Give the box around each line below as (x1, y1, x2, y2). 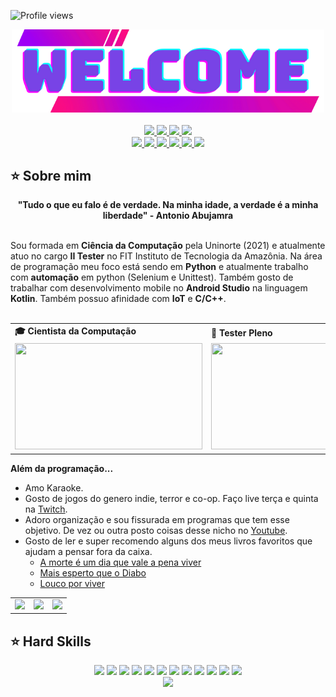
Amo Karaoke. (24, 481, 84, 494)
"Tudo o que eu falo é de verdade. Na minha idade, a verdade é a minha (17, 199, 319, 211)
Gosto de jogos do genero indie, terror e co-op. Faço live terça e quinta (24, 492, 319, 504)
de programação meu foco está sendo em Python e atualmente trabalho (10, 261, 309, 273)
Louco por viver (39, 577, 105, 589)
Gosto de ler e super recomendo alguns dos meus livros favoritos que (24, 535, 313, 547)
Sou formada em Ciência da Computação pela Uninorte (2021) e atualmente (10, 240, 326, 252)
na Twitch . (24, 503, 68, 515)
